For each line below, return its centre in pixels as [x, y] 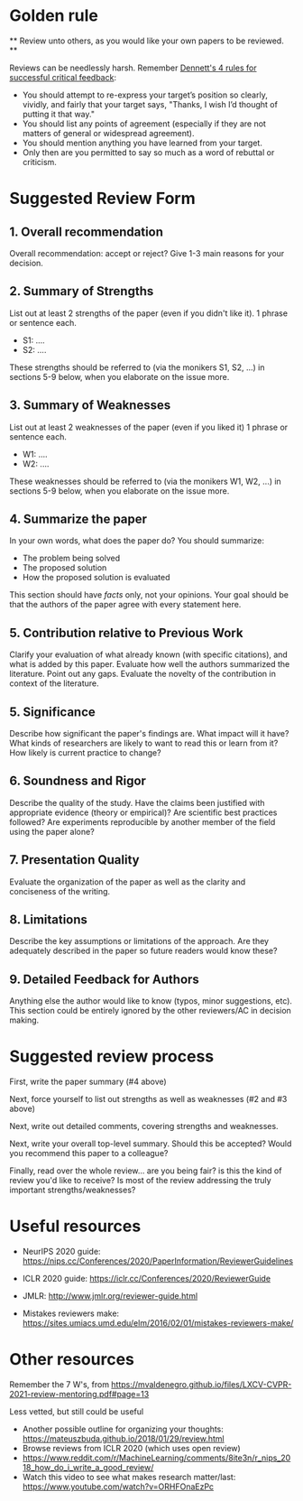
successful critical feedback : [63, 77]
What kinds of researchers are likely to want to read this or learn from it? [144, 743]
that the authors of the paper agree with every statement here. [125, 605]
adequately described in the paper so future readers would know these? [143, 951]
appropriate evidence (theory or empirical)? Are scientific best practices [143, 812]
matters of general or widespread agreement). [108, 133]
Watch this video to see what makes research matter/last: [129, 1478]
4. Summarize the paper [78, 519]
